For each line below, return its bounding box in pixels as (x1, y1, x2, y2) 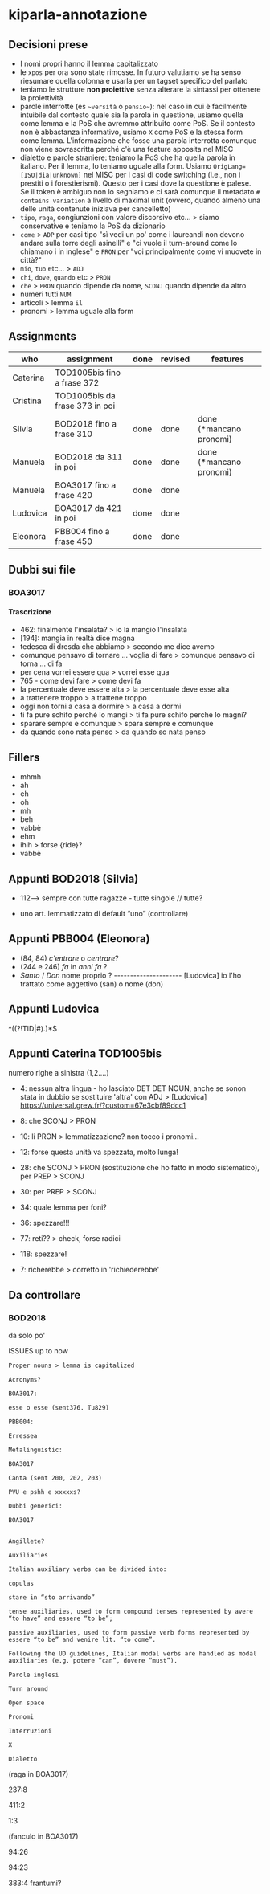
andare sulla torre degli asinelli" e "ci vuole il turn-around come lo (19, 239, 238, 247)
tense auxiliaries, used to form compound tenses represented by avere (8, 1608, 253, 1616)
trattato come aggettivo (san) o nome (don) (19, 978, 164, 989)
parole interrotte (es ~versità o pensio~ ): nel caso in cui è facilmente (19, 102, 247, 111)
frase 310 (55, 428, 92, 439)
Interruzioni (8, 1727, 52, 1736)
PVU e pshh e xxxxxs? (8, 1488, 81, 1496)
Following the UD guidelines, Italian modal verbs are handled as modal (8, 1650, 257, 1658)
